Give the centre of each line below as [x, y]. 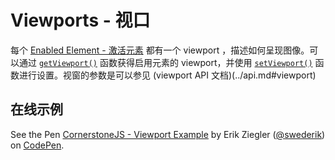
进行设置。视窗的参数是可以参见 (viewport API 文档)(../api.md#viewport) [167, 75]
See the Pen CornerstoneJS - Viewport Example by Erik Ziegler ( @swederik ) [168, 134]
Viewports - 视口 [80, 20]
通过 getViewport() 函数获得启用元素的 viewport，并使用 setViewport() [165, 62]
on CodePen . [37, 145]
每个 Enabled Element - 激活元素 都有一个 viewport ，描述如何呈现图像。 [160, 50]
